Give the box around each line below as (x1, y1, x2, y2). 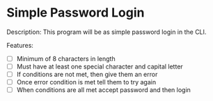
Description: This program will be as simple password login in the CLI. (6, 28, 207, 36)
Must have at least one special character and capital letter (16, 62, 184, 71)
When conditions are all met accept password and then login (16, 86, 191, 94)
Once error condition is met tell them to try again (16, 78, 157, 86)
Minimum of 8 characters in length (16, 54, 116, 63)
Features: (6, 41, 34, 49)
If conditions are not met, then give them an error (16, 71, 158, 79)
